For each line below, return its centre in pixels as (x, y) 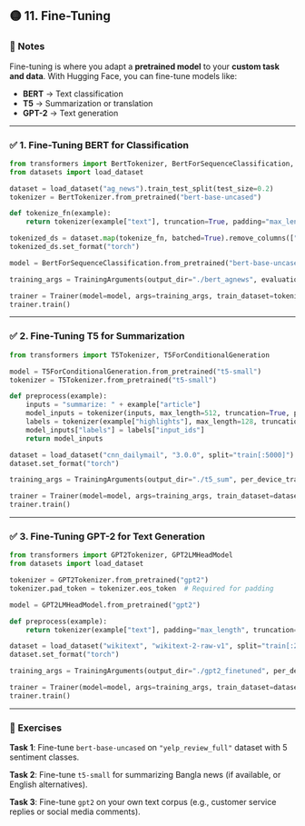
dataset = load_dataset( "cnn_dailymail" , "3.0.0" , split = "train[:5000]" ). (154, 455)
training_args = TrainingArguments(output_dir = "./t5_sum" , (123, 480)
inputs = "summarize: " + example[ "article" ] (113, 405)
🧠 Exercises (35, 728)
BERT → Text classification (73, 94)
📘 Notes (27, 46)
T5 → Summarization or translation (88, 103)
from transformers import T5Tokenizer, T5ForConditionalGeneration (140, 355)
